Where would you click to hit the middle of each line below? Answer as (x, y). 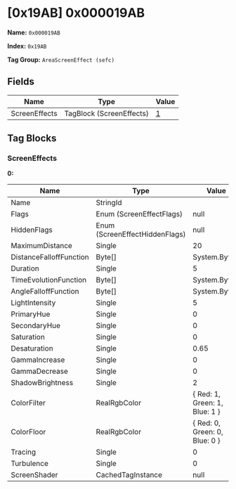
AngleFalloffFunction (45, 292)
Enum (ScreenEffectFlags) (139, 214)
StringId (109, 203)
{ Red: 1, (207, 394)
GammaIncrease (38, 360)
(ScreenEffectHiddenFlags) (141, 235)
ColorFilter (28, 403)
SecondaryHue (36, 326)
